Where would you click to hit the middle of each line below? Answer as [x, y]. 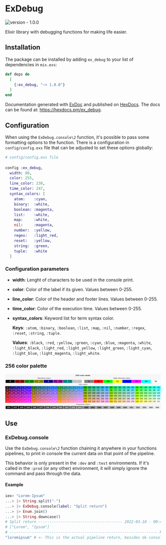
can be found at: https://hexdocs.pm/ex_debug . [54, 110]
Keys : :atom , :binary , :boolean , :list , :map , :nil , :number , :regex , [79, 328]
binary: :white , [32, 204]
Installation [23, 47]
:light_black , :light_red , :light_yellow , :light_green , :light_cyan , [82, 348]
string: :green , [32, 246]
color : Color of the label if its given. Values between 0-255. [72, 289]
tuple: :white [31, 251]
